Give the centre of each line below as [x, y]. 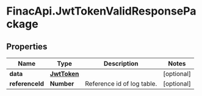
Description [121, 63]
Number [62, 84]
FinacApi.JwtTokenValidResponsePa [101, 11]
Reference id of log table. [121, 84]
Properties [27, 46]
